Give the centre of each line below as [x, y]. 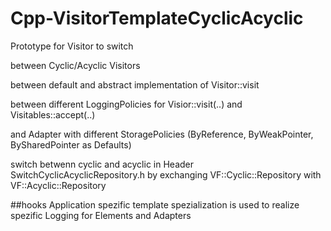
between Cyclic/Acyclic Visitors [75, 65]
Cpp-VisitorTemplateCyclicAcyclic [157, 18]
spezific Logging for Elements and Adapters [101, 215]
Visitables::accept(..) [53, 114]
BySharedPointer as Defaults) [71, 144]
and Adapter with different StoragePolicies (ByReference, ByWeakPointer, [162, 134]
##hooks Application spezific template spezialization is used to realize [155, 204]
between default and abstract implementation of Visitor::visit [135, 84]
